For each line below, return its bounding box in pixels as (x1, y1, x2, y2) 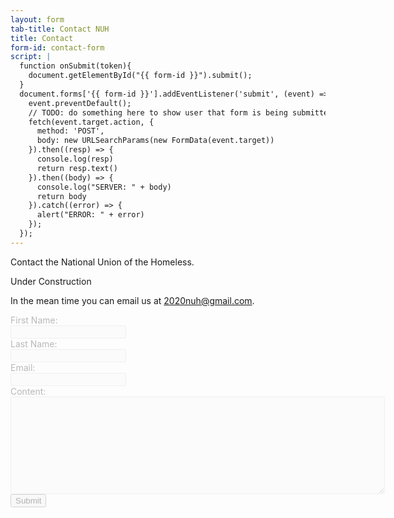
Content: (10, 385, 47, 397)
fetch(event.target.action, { (28, 117, 155, 127)
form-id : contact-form (10, 42, 105, 53)
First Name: (10, 314, 58, 326)
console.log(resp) (36, 154, 114, 164)
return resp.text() (36, 163, 118, 173)
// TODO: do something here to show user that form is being (28, 107, 288, 118)
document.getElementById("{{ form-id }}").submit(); (28, 71, 253, 81)
